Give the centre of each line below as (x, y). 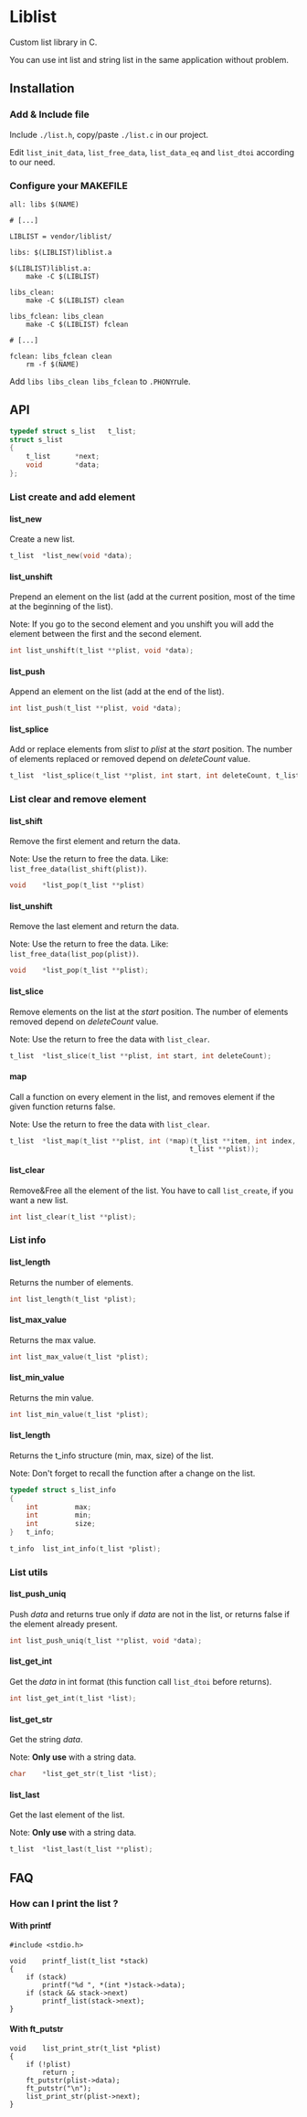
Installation (42, 89)
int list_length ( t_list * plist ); (73, 1299)
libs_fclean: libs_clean (57, 316)
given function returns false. (63, 1106)
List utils (29, 1572)
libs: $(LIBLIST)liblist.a (61, 252)
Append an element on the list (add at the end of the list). (117, 692)
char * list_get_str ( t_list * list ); (83, 1774)
